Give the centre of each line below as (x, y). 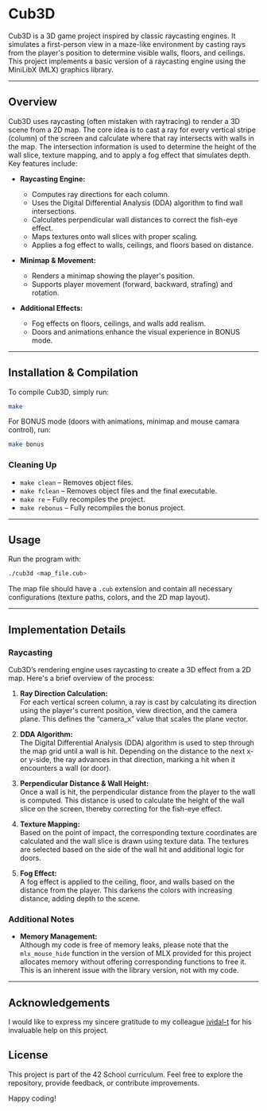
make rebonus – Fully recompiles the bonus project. (102, 507)
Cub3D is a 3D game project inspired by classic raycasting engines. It (122, 36)
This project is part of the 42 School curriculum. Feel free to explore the (126, 1074)
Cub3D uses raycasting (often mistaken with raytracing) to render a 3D (124, 121)
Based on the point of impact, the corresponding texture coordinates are (138, 832)
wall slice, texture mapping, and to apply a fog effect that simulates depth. (130, 155)
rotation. (45, 292)
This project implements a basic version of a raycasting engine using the (127, 61)
